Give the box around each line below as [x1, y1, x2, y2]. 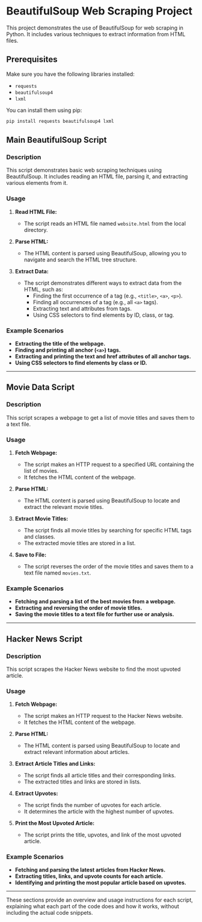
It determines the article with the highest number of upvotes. [23, 808, 174, 815]
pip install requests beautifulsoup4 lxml [6, 118, 114, 124]
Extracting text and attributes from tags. [32, 305, 132, 312]
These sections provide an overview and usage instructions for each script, [6, 896, 194, 904]
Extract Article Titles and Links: [14, 760, 96, 767]
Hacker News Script [6, 634, 83, 644]
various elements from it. [6, 179, 68, 187]
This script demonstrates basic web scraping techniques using [6, 167, 162, 174]
